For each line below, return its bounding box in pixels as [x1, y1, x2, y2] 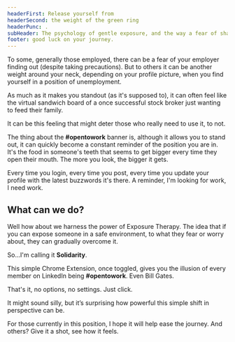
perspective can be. [7, 306, 65, 314]
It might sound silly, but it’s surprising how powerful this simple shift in [7, 298, 210, 307]
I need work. [7, 184, 43, 192]
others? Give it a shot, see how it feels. [7, 327, 119, 335]
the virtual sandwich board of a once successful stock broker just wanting [7, 98, 221, 107]
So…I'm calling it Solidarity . [7, 251, 87, 259]
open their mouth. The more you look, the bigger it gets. [7, 155, 169, 164]
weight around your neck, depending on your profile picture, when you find [7, 70, 224, 79]
